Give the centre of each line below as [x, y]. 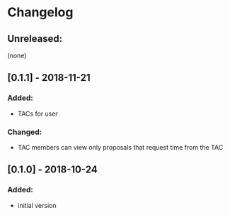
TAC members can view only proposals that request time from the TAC [120, 147]
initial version [37, 205]
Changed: [25, 132]
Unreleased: [35, 39]
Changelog [40, 12]
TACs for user [38, 114]
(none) [17, 55]
